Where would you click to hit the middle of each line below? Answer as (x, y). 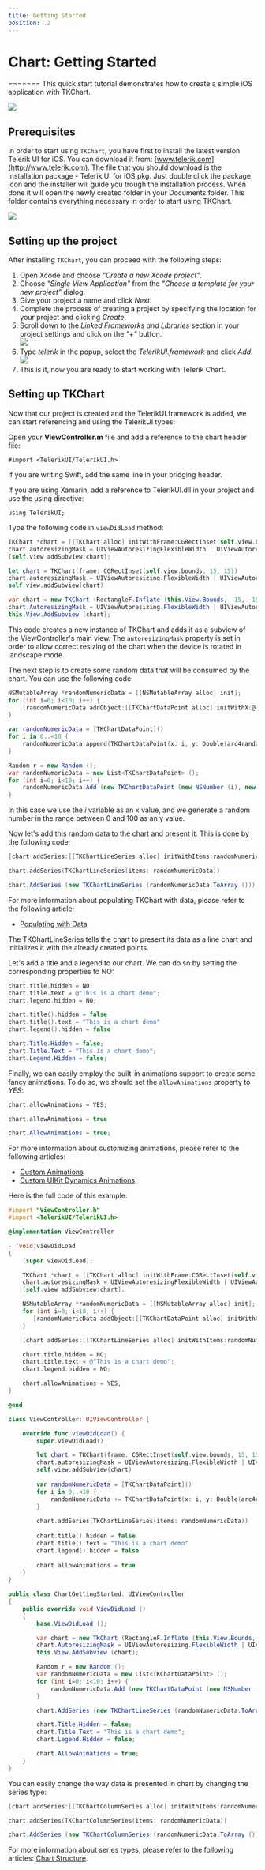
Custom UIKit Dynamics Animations (77, 1180)
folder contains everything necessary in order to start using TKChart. (120, 201)
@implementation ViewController (61, 1232)
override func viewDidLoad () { (74, 1434)
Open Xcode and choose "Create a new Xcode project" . (111, 275)
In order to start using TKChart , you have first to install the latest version (124, 151)
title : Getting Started (47, 15)
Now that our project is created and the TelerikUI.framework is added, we (127, 413)
